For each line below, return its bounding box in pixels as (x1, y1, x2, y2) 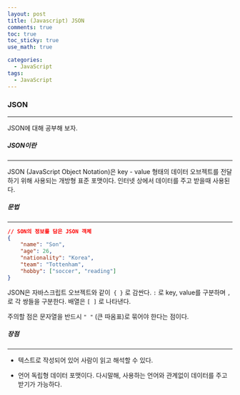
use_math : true (7, 43, 53, 51)
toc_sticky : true (7, 37, 59, 44)
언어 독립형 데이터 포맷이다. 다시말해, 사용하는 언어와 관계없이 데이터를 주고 (17, 371, 228, 379)
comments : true (7, 24, 53, 31)
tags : (7, 69, 24, 77)
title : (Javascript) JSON (7, 17, 84, 24)
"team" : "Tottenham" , (20, 261, 84, 268)
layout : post (7, 10, 46, 18)
